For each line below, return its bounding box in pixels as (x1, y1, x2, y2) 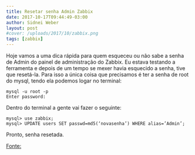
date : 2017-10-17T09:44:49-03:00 (6, 14, 88, 20)
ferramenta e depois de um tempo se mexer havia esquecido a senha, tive (6, 65, 186, 71)
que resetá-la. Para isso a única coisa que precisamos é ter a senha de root (6, 71, 189, 78)
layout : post (6, 25, 38, 31)
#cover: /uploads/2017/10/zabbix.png (6, 31, 99, 37)
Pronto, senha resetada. (6, 131, 65, 138)
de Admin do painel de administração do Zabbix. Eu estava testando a (6, 58, 176, 65)
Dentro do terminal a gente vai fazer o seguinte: (6, 104, 122, 111)
